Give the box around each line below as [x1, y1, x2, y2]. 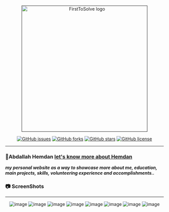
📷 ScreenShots [5, 183, 44, 190]
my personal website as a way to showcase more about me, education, [5, 165, 157, 171]
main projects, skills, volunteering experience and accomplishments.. [5, 170, 155, 176]
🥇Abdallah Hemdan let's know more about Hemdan [5, 153, 132, 160]
